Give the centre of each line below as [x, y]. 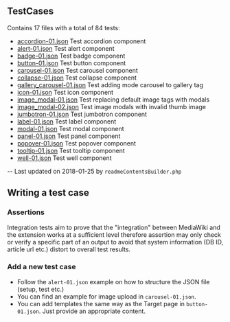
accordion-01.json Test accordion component [81, 41]
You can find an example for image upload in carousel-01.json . [107, 296]
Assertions [26, 212]
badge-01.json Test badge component [71, 56]
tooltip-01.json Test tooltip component [71, 150]
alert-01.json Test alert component [66, 48]
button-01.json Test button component [71, 63]
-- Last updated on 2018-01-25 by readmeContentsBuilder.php [94, 171]
